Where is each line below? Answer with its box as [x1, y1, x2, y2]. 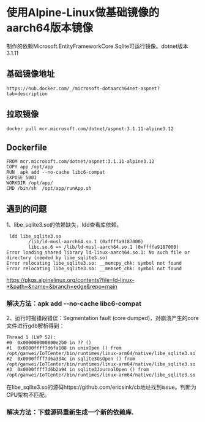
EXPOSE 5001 [6, 174, 37, 181]
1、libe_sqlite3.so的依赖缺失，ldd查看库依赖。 [6, 221, 122, 229]
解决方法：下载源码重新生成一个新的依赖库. [6, 408, 134, 416]
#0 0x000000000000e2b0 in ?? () [6, 340, 92, 346]
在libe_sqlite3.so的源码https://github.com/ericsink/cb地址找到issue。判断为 [6, 383, 197, 391]
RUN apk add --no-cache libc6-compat [6, 170, 105, 176]
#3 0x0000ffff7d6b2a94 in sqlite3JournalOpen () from [6, 367, 149, 373]
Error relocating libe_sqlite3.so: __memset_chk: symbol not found [6, 265, 182, 272]
